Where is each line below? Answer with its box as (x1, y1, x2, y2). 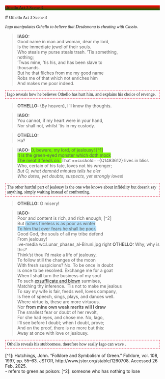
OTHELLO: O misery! (17, 201, 60, 206)
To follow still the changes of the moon (17, 257, 96, 263)
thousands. (17, 65, 40, 70)
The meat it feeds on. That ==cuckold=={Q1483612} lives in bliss (17, 158, 149, 163)
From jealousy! (17, 236, 48, 242)
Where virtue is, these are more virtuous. (17, 299, 100, 305)
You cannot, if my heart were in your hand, (17, 117, 104, 123)
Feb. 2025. (5, 363, 27, 369)
